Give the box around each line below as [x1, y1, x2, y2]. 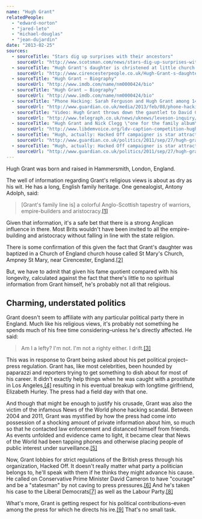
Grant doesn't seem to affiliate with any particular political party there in [6, 314, 185, 321]
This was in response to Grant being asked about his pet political [6, 356, 167, 363]
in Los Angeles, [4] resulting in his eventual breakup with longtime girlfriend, [6, 382, 194, 389]
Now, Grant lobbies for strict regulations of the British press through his [6, 456, 183, 463]
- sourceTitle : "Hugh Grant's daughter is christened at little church [11, 64, 195, 71]
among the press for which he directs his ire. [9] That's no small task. [6, 506, 176, 514]
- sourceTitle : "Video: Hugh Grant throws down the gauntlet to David [11, 109, 192, 115]
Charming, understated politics [6, 298, 126, 308]
